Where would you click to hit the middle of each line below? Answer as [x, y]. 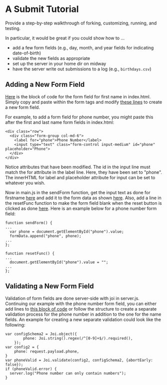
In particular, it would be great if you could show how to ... [65, 38]
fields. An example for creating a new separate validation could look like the [83, 319]
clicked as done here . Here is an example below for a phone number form [81, 208]
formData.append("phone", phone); [45, 236]
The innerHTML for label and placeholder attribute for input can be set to [80, 177]
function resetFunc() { [30, 253]
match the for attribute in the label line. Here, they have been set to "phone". [84, 172]
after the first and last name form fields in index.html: [60, 122]
